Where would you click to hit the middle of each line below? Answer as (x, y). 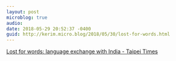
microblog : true (27, 18)
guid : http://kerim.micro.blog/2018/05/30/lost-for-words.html (88, 34)
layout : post (23, 12)
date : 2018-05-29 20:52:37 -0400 (49, 29)
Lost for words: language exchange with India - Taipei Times (82, 51)
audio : (15, 23)
